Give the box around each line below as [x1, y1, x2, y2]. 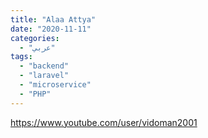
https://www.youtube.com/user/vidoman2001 [10, 116, 198, 128]
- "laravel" [19, 71, 70, 81]
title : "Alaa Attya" [10, 14, 97, 25]
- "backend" [19, 61, 70, 71]
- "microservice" [19, 80, 92, 90]
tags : [10, 52, 33, 62]
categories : [10, 33, 60, 43]
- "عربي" [19, 42, 56, 53]
